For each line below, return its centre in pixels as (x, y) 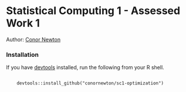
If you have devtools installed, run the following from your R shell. (85, 67)
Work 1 (23, 23)
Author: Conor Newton (33, 39)
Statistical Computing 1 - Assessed (93, 11)
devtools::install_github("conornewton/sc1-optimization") (90, 83)
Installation (23, 54)
